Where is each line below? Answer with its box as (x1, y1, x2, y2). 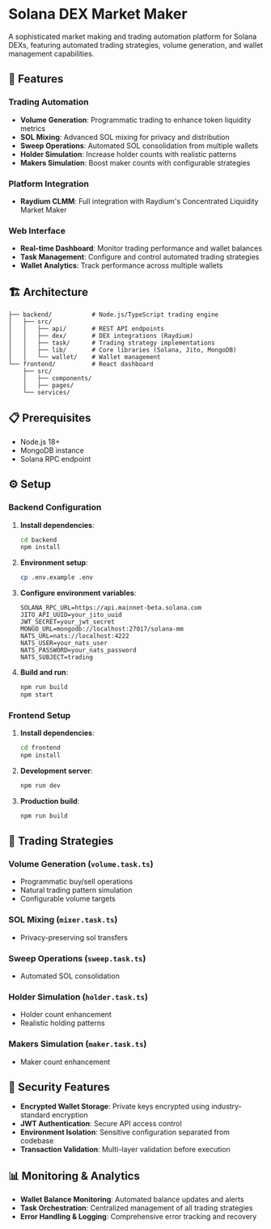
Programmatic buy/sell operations (19, 876, 133, 886)
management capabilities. (8, 49, 95, 58)
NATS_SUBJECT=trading (19, 653, 93, 661)
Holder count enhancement (19, 1010, 112, 1020)
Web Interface (8, 225, 66, 236)
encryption (51, 1110, 88, 1120)
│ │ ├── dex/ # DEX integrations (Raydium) (8, 332, 194, 340)
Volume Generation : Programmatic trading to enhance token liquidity (19, 115, 252, 125)
